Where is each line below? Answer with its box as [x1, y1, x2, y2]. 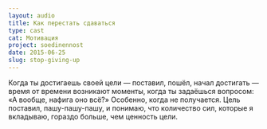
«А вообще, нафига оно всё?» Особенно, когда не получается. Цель [8, 95, 241, 104]
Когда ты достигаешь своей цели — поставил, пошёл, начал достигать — [8, 77, 259, 88]
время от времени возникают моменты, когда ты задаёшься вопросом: [8, 86, 254, 96]
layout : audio [8, 11, 56, 20]
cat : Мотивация [8, 33, 59, 42]
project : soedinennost [8, 41, 84, 49]
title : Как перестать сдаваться [8, 19, 116, 27]
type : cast [8, 26, 45, 34]
